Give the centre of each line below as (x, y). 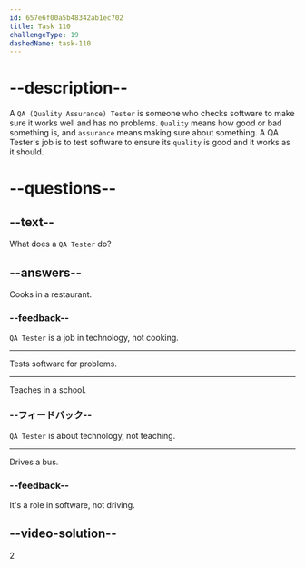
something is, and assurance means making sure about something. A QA (144, 133)
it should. (27, 152)
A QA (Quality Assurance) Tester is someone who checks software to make (152, 114)
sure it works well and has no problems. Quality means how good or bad (146, 123)
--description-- (69, 88)
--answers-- (45, 272)
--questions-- (63, 189)
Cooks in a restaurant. (51, 294)
